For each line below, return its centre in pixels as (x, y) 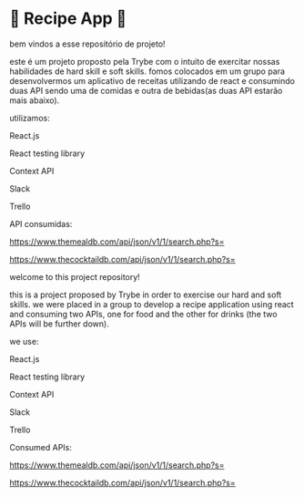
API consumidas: (41, 223)
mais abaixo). (35, 100)
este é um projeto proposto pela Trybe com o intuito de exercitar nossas (145, 61)
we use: (24, 341)
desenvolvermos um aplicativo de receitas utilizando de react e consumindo (152, 80)
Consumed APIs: (41, 447)
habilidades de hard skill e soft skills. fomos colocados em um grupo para (147, 71)
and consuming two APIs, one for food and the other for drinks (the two (143, 314)
